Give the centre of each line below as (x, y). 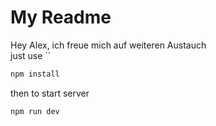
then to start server (50, 93)
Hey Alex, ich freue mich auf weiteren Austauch (108, 45)
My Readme (61, 17)
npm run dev (35, 111)
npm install (35, 74)
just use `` (31, 55)
